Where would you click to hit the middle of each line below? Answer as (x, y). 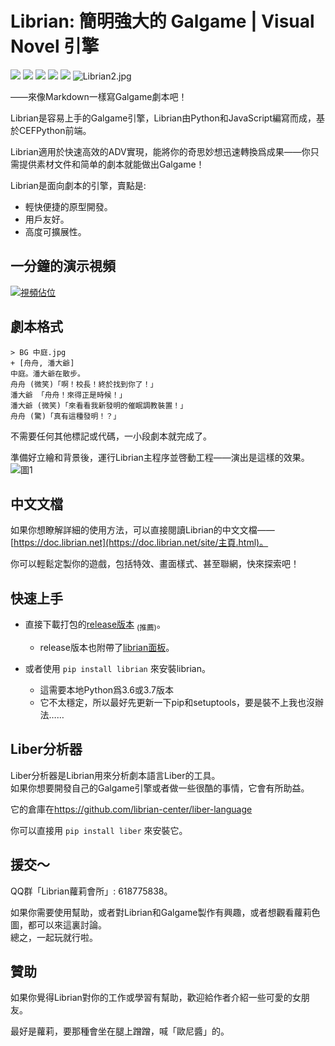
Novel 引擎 (55, 46)
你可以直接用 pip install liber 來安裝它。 (99, 830)
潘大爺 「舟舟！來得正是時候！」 (68, 395)
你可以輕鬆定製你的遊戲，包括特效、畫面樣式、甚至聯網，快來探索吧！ (155, 564)
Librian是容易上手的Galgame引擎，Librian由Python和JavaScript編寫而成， (163, 118)
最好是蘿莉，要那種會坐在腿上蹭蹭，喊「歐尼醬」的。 (120, 1031)
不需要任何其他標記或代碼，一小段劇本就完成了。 (111, 436)
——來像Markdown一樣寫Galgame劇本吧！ (99, 96)
